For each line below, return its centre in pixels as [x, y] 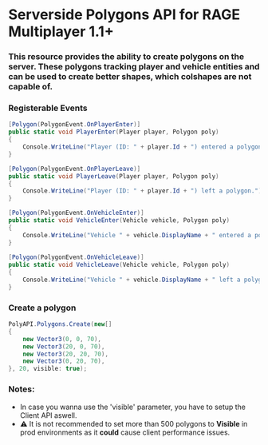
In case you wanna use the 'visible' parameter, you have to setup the [132, 407]
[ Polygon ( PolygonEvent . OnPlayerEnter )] [75, 125]
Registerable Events [48, 108]
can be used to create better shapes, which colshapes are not [130, 77]
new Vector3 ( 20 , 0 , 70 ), [64, 346]
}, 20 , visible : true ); [48, 369]
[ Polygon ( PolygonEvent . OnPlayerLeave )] [75, 169]
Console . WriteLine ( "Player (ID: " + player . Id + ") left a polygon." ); [144, 191]
